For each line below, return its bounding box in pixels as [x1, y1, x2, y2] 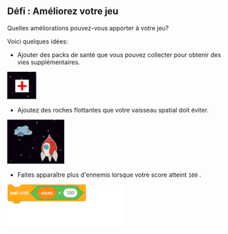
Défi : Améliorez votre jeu [7, 6, 119, 17]
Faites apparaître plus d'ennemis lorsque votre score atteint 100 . [17, 170, 202, 179]
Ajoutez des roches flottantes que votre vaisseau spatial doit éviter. [17, 106, 209, 114]
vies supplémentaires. [17, 58, 81, 66]
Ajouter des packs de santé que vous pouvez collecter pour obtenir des [17, 50, 221, 59]
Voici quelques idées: [7, 37, 68, 46]
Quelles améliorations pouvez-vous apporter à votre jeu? [7, 23, 169, 32]
